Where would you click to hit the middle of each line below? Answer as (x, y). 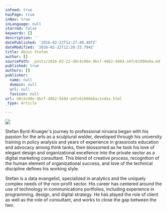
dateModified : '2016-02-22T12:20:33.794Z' (50, 47)
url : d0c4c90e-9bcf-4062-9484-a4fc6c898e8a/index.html (64, 98)
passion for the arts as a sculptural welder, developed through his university (83, 137)
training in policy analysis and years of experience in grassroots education (82, 142)
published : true (22, 66)
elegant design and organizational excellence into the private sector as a (80, 153)
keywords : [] (19, 33)
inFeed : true (19, 10)
